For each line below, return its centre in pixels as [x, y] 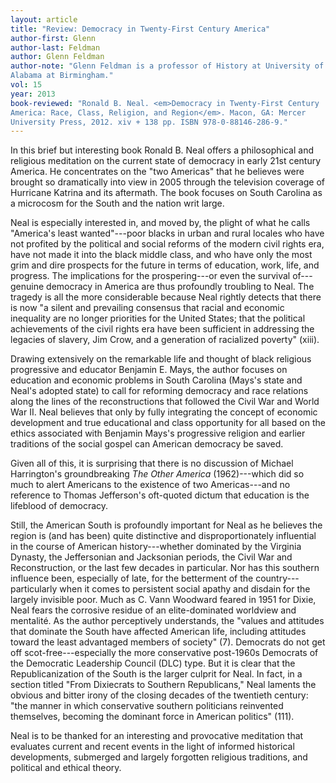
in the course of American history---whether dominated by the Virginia [156, 547]
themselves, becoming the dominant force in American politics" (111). [152, 717]
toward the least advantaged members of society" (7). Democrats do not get [168, 642]
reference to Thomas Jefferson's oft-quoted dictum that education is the [160, 495]
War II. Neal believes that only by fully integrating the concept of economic [164, 412]
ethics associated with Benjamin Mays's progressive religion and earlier [158, 433]
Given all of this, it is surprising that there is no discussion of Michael [152, 463]
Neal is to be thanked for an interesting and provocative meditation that [157, 736]
